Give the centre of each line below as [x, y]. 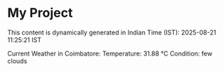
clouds [17, 60]
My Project [40, 13]
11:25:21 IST [25, 39]
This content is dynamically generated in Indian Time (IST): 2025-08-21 [112, 32]
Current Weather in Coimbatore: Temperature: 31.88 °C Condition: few [110, 53]
